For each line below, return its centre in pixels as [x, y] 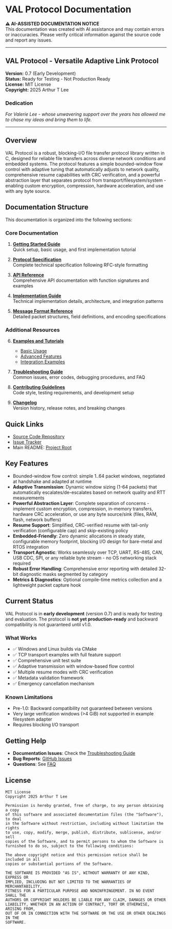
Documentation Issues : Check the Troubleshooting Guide [74, 753]
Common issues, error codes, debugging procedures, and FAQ [79, 377]
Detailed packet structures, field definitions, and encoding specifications [89, 316]
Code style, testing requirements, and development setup [73, 393]
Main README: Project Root [42, 448]
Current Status [29, 601]
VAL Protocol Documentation [68, 9]
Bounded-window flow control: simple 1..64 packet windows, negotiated [89, 476]
